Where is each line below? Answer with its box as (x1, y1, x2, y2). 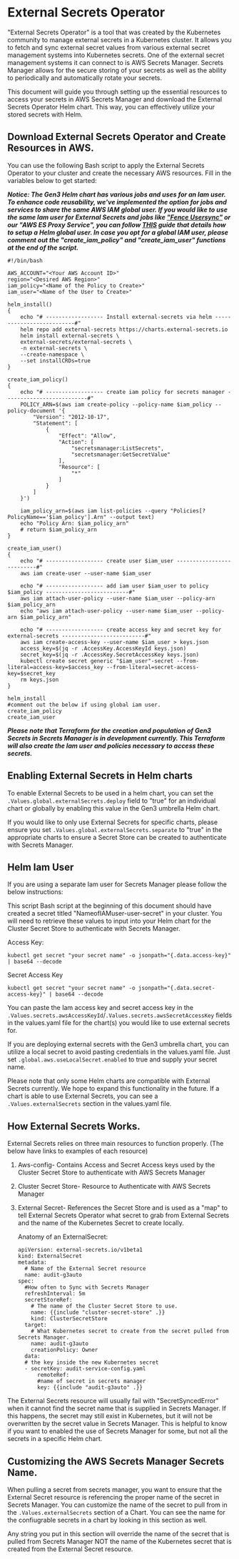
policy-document (7, 407, 56, 415)
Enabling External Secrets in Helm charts (7, 770, 193, 782)
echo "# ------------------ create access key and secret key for (20, 626, 222, 633)
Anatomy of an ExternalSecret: (17, 1232, 108, 1241)
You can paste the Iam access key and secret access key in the (7, 1004, 194, 1012)
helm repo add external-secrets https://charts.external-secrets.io (20, 326, 228, 333)
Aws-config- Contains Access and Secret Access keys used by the (17, 1161, 215, 1169)
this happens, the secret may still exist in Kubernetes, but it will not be (7, 1412, 213, 1420)
